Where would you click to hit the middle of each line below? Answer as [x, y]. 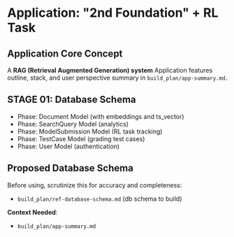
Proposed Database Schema [71, 168]
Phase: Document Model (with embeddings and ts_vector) [101, 116]
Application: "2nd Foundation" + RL [113, 13]
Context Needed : [32, 212]
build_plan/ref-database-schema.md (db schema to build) [100, 199]
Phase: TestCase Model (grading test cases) [81, 138]
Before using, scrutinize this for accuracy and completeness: [95, 185]
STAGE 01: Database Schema [72, 100]
